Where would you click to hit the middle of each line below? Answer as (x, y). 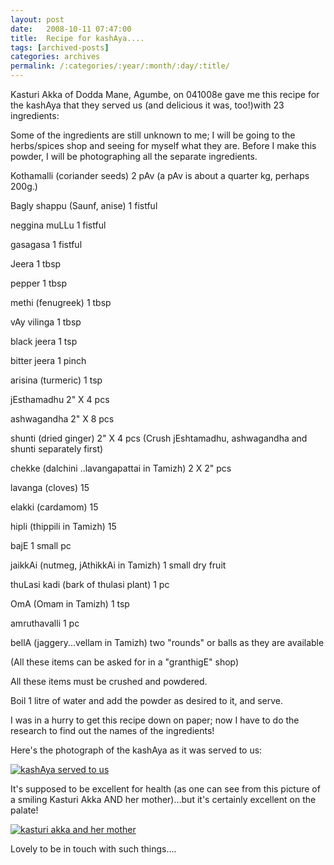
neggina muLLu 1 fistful (58, 225)
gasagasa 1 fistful (46, 244)
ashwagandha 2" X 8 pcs (62, 419)
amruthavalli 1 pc (45, 623)
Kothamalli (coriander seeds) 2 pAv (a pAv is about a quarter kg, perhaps (160, 175)
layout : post (37, 19)
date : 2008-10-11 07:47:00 (71, 29)
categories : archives (55, 57)
